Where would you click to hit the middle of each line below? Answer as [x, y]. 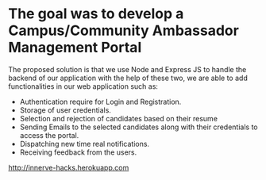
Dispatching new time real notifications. [84, 144]
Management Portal [75, 48]
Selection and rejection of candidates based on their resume [119, 118]
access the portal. [49, 135]
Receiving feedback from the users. [78, 152]
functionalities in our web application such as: [83, 86]
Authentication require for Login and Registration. [100, 101]
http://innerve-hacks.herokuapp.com [69, 167]
